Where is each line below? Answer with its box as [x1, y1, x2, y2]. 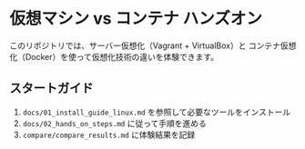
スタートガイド [9, 81, 94, 96]
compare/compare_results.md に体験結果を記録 [22, 129, 196, 140]
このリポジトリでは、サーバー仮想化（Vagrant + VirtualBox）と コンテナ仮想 [9, 40, 297, 51]
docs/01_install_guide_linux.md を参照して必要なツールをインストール [22, 106, 291, 117]
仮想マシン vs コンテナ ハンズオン [9, 8, 262, 29]
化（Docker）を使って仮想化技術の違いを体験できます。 [9, 51, 219, 62]
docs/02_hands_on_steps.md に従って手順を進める [22, 117, 208, 128]
